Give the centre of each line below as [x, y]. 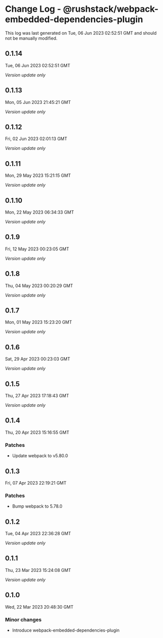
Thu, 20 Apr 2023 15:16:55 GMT [37, 432]
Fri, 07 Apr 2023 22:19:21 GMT [36, 483]
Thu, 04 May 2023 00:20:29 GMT [39, 286]
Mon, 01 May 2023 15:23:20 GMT [39, 322]
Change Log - [33, 9]
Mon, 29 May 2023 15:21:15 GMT [38, 175]
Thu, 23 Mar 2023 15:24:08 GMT [38, 570]
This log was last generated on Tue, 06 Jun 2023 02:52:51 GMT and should [81, 33]
